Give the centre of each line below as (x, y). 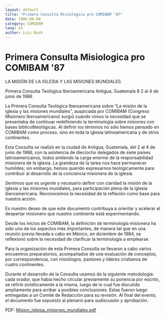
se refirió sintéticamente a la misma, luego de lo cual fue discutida (72, 284)
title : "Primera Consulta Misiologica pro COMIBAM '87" (64, 14)
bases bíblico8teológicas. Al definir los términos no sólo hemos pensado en (82, 127)
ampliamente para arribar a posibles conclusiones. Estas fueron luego (76, 290)
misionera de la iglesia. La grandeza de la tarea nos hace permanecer (76, 163)
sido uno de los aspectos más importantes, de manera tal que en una (75, 228)
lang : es (14, 28)
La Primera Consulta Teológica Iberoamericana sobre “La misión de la (76, 106)
